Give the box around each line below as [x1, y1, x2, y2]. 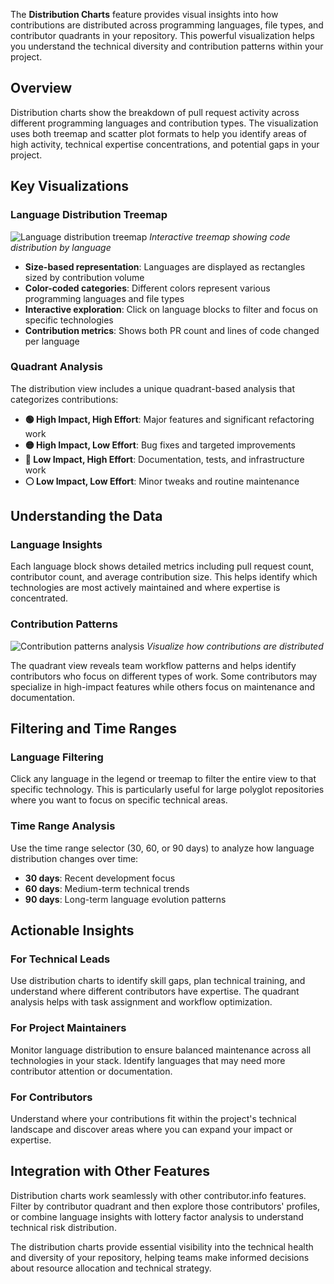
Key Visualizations [10, 178, 130, 195]
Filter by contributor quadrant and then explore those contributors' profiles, [10, 1200, 320, 1212]
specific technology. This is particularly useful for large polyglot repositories [10, 784, 325, 796]
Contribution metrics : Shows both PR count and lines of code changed [24, 324, 320, 336]
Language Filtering [10, 750, 104, 764]
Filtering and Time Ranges [10, 720, 177, 738]
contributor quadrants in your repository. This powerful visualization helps [10, 30, 315, 41]
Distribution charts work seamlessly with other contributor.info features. [10, 1189, 307, 1201]
